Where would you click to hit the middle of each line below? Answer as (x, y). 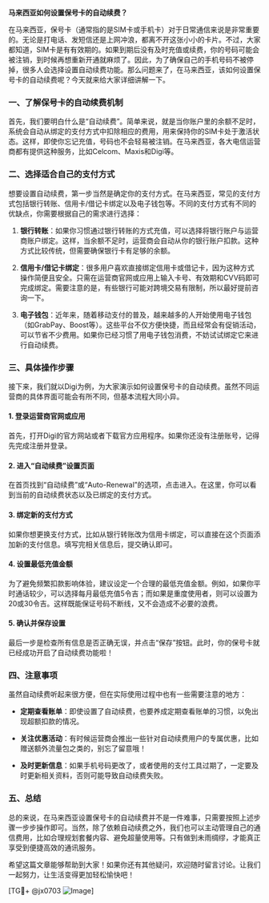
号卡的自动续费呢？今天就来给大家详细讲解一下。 (89, 80)
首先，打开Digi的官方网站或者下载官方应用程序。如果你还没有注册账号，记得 (134, 435)
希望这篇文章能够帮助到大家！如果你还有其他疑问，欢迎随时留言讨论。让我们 (134, 865)
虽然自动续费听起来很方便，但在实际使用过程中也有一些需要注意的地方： (127, 694)
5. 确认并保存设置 (37, 623)
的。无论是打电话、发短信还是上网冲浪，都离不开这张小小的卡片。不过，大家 (134, 40)
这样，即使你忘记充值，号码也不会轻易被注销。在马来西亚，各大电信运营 (141, 142)
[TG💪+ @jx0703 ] (51, 890)
